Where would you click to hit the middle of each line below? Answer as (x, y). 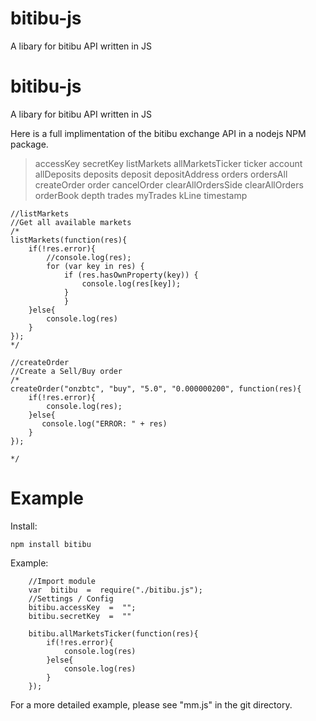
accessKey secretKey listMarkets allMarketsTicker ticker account (168, 163)
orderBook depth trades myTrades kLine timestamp (141, 195)
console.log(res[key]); (131, 283)
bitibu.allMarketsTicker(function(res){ (113, 633)
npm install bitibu (51, 544)
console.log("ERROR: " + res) (104, 423)
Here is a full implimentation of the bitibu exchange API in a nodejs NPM (158, 133)
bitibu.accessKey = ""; (82, 607)
